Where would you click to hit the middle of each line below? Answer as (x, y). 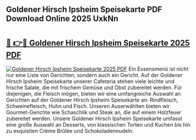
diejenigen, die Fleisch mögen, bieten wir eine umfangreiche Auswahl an (94, 94)
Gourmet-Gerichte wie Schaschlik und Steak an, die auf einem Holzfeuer (94, 112)
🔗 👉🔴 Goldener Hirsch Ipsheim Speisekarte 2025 (98, 43)
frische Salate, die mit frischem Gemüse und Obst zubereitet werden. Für (94, 87)
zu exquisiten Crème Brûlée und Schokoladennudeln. (70, 131)
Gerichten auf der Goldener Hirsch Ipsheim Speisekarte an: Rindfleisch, (92, 100)
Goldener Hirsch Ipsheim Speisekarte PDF (84, 10)
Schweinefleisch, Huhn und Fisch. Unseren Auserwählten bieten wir (88, 106)
